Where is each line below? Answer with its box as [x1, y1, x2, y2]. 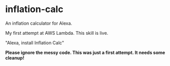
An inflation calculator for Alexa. [5, 20, 73, 26]
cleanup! [5, 54, 24, 61]
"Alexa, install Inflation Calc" [5, 39, 64, 46]
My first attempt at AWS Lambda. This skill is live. [5, 30, 109, 36]
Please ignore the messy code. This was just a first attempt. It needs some [5, 49, 165, 55]
